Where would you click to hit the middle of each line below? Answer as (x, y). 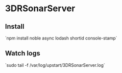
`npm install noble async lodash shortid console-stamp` (61, 38)
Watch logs (23, 53)
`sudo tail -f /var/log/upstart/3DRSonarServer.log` (55, 65)
